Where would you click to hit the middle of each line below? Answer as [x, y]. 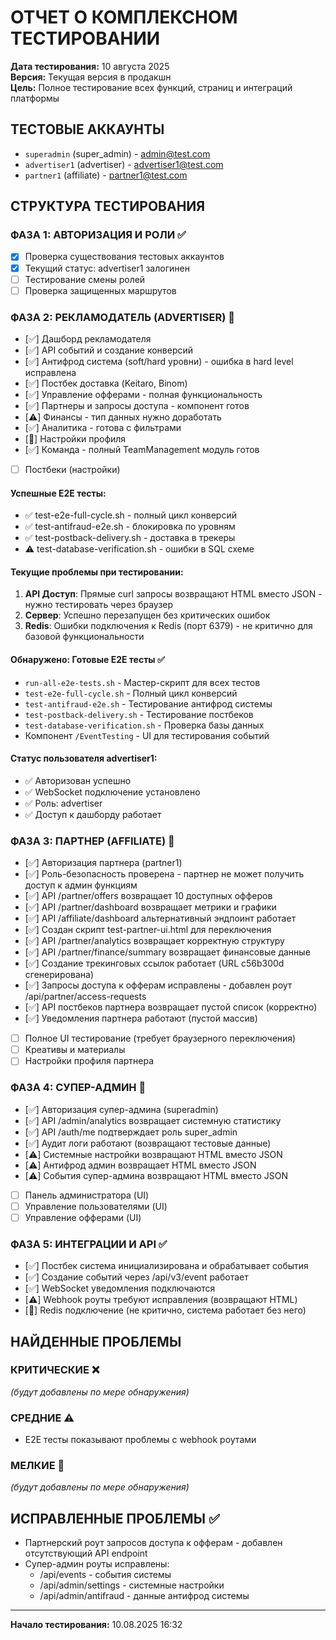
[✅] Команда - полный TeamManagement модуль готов [142, 449]
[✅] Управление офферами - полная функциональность [143, 394]
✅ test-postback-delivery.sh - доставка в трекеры [130, 538]
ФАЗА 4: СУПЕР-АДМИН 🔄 [78, 1088]
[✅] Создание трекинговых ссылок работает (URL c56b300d [154, 963]
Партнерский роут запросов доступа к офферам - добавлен [153, 1543]
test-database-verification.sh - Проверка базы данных [144, 725]
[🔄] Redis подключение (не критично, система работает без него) [165, 1310]
